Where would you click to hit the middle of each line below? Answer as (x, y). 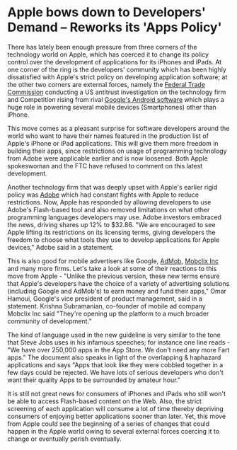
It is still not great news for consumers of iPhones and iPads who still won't (117, 393)
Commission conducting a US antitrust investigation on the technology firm (117, 92)
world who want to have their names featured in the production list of (108, 136)
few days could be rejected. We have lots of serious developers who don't (116, 372)
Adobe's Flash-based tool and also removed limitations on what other (109, 209)
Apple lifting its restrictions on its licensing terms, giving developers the (111, 232)
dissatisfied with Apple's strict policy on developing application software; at (117, 77)
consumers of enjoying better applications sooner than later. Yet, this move (117, 416)
